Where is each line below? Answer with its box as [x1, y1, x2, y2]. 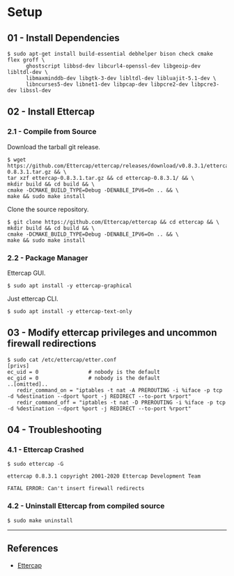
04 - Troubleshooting [7, 424, 102, 436]
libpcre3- [191, 81, 219, 88]
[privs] [7, 362, 30, 370]
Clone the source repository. [7, 205, 89, 213]
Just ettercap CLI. [7, 294, 59, 303]
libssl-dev [19, 87, 52, 94]
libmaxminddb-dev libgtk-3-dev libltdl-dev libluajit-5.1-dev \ [25, 75, 217, 82]
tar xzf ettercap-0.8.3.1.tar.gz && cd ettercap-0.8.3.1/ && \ [7, 174, 195, 181]
